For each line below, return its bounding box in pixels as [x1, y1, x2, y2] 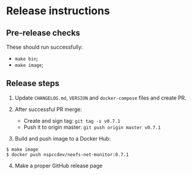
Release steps [6, 78, 59, 88]
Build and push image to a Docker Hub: [14, 135, 111, 142]
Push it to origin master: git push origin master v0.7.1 [23, 123, 161, 131]
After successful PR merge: [14, 106, 82, 113]
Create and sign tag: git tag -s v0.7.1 [23, 117, 121, 124]
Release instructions [6, 4, 110, 18]
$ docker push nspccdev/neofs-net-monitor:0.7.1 [6, 151, 129, 158]
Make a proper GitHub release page [14, 162, 103, 169]
